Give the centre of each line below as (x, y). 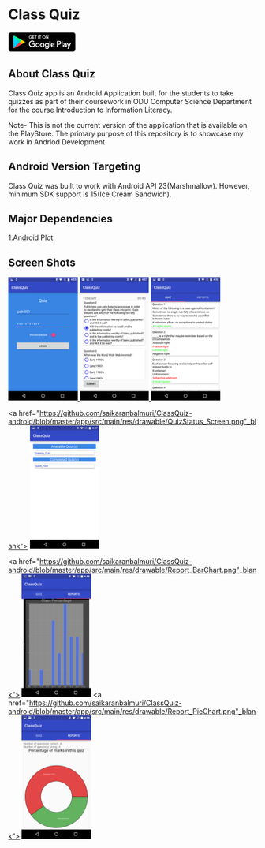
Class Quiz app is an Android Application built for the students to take (121, 93)
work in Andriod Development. (58, 142)
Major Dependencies (60, 219)
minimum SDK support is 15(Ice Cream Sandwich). (90, 194)
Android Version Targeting (75, 167)
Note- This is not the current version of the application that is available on (128, 125)
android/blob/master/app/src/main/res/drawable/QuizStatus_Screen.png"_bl (132, 422)
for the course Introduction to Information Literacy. (90, 110)
